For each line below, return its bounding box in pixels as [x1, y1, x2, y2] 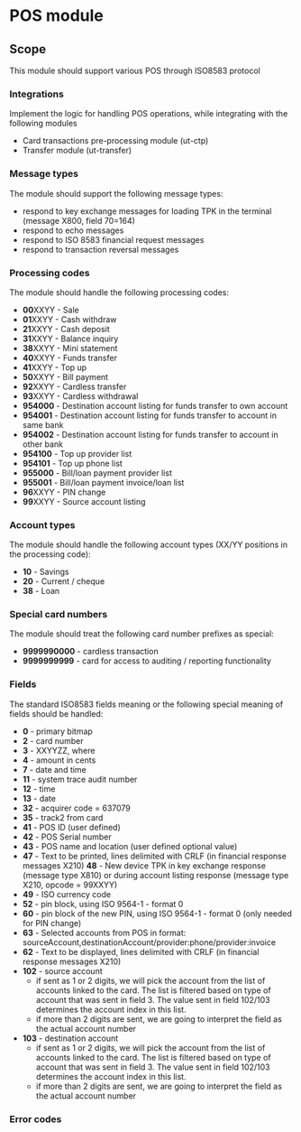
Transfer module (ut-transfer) [22, 145, 132, 156]
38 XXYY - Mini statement [22, 342, 118, 353]
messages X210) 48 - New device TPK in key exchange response [22, 859, 266, 871]
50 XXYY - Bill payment [22, 371, 109, 382]
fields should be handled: [9, 708, 104, 719]
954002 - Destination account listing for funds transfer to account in [22, 429, 278, 440]
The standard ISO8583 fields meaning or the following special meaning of [9, 699, 284, 710]
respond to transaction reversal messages [22, 244, 179, 255]
